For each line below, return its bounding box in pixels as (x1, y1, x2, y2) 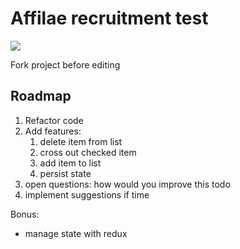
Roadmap (10, 88, 72, 105)
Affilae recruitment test (10, 7, 209, 30)
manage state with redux (24, 227, 128, 239)
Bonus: (10, 208, 40, 220)
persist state (39, 167, 92, 179)
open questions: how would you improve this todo (24, 178, 231, 190)
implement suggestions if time (24, 188, 150, 201)
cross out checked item (39, 146, 137, 158)
